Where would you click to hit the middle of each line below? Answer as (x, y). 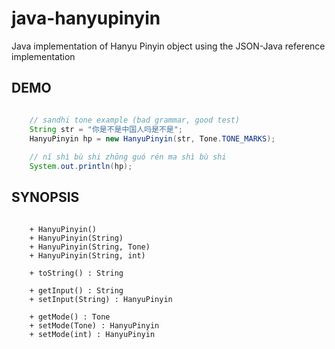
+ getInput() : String (76, 290)
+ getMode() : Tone (70, 317)
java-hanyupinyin (86, 18)
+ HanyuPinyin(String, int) (87, 255)
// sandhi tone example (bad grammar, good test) (135, 120)
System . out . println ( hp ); (81, 167)
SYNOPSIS (45, 197)
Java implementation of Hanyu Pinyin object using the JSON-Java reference (168, 46)
